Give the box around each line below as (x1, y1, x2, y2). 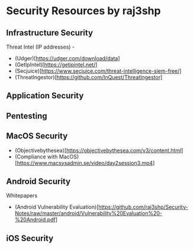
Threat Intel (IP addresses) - (6, 43, 75, 50)
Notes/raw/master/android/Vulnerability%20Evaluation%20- (14, 210, 163, 217)
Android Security (6, 176, 71, 186)
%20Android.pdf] (14, 216, 58, 223)
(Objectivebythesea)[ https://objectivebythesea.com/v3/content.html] (14, 147, 183, 154)
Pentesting (6, 111, 47, 121)
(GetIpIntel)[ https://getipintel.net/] (14, 61, 98, 68)
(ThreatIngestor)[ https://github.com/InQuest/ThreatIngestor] (14, 74, 163, 80)
